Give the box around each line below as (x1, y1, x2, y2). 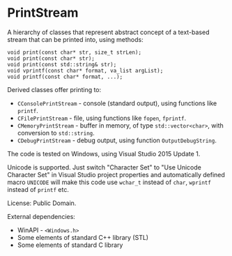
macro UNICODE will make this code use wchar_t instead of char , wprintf (7, 178, 211, 186)
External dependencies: (7, 212, 75, 220)
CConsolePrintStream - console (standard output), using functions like (17, 99, 217, 107)
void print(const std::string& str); (7, 61, 117, 68)
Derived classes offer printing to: (7, 85, 102, 93)
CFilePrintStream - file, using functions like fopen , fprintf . (17, 114, 187, 122)
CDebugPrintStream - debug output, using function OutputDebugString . (17, 136, 217, 144)
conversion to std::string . (17, 128, 95, 137)
